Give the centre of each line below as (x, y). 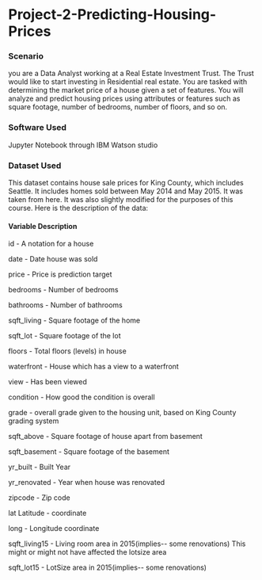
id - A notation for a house (51, 244)
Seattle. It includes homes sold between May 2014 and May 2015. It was (126, 191)
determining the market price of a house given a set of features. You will (126, 90)
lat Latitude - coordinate (47, 513)
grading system (34, 421)
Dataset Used (35, 166)
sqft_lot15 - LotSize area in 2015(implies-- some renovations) (108, 567)
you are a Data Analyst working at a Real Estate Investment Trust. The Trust (131, 74)
